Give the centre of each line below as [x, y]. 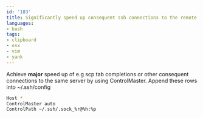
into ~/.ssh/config [29, 87]
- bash [15, 29]
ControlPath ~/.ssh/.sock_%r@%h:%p [51, 110]
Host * [15, 98]
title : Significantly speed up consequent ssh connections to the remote [102, 18]
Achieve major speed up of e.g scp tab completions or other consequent [98, 74]
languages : [20, 23]
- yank [15, 57]
